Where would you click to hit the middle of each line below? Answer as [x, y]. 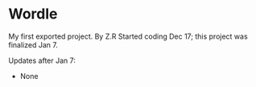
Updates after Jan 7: [42, 60]
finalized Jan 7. [33, 44]
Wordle [33, 14]
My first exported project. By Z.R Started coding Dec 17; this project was [128, 36]
